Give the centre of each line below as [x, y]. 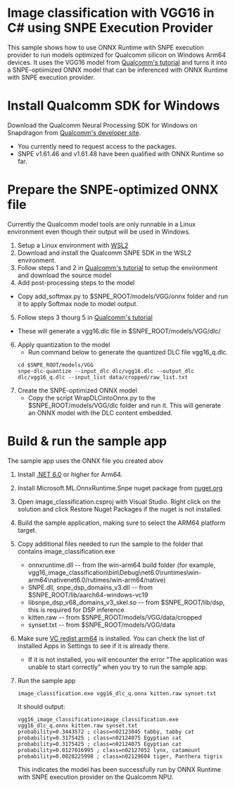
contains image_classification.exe [66, 551]
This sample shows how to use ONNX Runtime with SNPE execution [106, 47]
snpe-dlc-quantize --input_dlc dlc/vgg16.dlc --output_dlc [106, 371]
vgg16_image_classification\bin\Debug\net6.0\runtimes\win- [115, 572]
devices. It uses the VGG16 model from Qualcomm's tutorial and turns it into [117, 62]
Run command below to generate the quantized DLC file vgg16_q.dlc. [128, 352]
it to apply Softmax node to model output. [78, 303]
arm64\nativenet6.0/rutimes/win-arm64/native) [97, 580]
